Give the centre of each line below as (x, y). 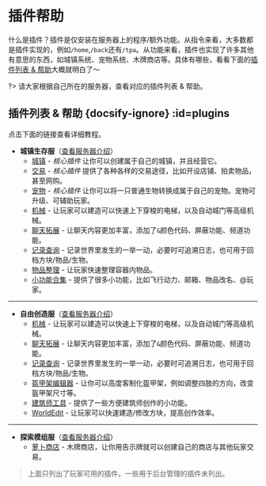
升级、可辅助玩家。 (63, 200)
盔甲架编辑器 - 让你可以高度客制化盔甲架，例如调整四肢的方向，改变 (142, 383)
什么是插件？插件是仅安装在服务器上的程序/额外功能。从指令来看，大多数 (127, 40)
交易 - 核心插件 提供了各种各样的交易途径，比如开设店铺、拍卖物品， (143, 170)
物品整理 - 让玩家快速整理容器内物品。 (94, 269)
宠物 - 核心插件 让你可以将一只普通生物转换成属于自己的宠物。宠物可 (143, 190)
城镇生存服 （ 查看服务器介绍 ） (68, 150)
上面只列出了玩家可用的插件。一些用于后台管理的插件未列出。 (128, 473)
